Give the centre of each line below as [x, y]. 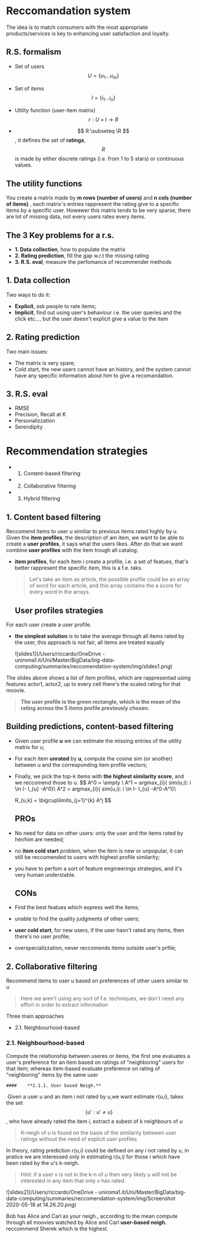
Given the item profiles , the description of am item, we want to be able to [95, 538]
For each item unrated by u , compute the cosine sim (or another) [93, 758]
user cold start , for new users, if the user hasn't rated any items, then [99, 930]
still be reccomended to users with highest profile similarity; [87, 857]
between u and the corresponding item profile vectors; [81, 765]
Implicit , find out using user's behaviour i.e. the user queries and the [98, 312]
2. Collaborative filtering [52, 966]
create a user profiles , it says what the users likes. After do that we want [94, 544]
